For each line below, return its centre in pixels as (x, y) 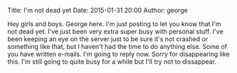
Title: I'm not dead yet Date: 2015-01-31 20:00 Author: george (98, 10)
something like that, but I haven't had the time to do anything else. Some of (117, 46)
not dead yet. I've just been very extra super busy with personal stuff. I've (116, 32)
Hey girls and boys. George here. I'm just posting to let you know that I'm (115, 24)
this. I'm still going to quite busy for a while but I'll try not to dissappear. (112, 62)
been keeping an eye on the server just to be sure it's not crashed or (108, 39)
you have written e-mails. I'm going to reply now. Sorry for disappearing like (118, 54)
